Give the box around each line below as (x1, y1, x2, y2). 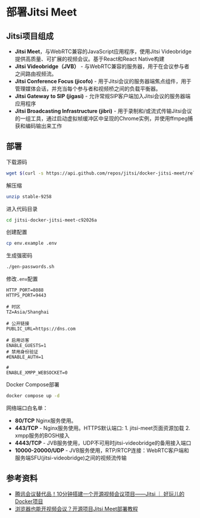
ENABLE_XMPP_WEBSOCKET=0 (6, 370, 68, 376)
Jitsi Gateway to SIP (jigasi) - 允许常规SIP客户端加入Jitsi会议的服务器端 (14, 93, 190, 99)
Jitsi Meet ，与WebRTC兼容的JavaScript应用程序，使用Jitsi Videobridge (14, 48, 192, 55)
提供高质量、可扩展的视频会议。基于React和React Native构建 (14, 55, 165, 63)
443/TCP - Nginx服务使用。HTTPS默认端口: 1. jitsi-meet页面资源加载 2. (14, 425, 190, 432)
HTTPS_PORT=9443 (6, 292, 46, 298)
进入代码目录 (6, 205, 37, 212)
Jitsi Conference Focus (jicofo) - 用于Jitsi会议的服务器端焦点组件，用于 (14, 78, 192, 85)
